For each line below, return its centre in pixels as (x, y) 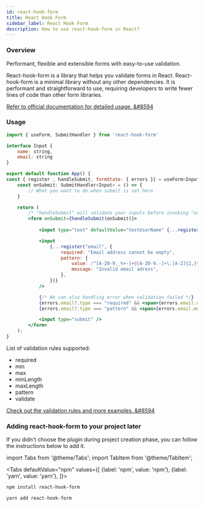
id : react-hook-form (32, 12)
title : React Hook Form (36, 18)
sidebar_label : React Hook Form (47, 23)
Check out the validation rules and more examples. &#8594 (80, 410)
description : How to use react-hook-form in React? (73, 29)
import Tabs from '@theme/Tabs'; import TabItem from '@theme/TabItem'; (100, 458)
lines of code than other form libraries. (54, 94)
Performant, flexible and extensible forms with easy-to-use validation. (93, 63)
